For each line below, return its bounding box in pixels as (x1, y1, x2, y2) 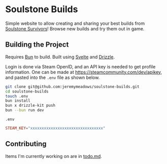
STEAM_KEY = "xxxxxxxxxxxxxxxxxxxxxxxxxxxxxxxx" (5, 126, 106, 131)
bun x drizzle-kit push (5, 103, 56, 108)
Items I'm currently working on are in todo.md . (5, 153, 103, 159)
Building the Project (5, 40, 69, 49)
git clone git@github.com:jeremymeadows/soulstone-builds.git (5, 84, 140, 89)
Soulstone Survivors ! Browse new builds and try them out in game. (5, 25, 145, 31)
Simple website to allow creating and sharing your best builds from (5, 20, 145, 26)
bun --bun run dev (5, 108, 44, 113)
